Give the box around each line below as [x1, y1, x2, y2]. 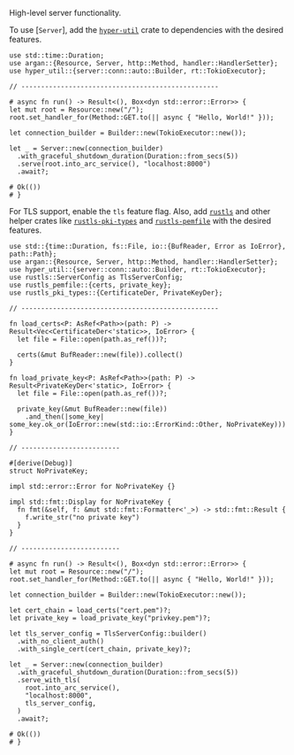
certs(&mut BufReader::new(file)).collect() [17, 351, 184, 359]
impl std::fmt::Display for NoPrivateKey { [9, 497, 172, 506]
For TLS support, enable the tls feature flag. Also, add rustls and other [9, 206, 271, 216]
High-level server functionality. [9, 8, 122, 18]
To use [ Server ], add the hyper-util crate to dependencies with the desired [9, 25, 284, 35]
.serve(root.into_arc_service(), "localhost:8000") [17, 159, 212, 168]
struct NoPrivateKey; [9, 466, 89, 475]
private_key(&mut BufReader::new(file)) [17, 404, 168, 413]
